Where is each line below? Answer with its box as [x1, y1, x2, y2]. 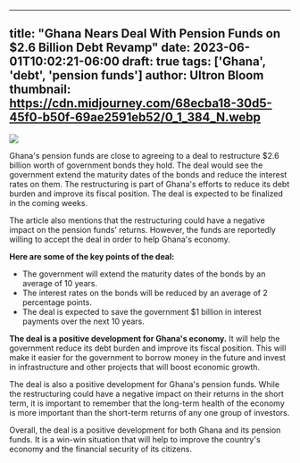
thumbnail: [9, 82, 71, 97]
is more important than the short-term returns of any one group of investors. [9, 407, 290, 418]
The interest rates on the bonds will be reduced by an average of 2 [21, 287, 268, 298]
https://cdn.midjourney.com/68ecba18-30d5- [9, 95, 272, 112]
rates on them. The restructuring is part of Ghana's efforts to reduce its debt [9, 178, 290, 189]
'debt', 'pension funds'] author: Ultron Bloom [9, 68, 264, 83]
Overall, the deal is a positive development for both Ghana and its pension [9, 425, 281, 435]
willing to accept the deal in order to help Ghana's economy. [9, 234, 230, 244]
